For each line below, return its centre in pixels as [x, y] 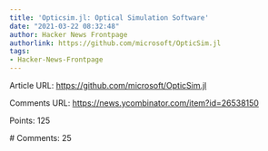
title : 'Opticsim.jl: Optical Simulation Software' [109, 18]
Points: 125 [30, 120]
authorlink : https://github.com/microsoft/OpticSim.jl [115, 43]
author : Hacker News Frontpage [69, 34]
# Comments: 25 [41, 138]
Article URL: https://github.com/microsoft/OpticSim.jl [108, 85]
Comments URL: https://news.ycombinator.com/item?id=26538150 [134, 103]
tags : [20, 52]
